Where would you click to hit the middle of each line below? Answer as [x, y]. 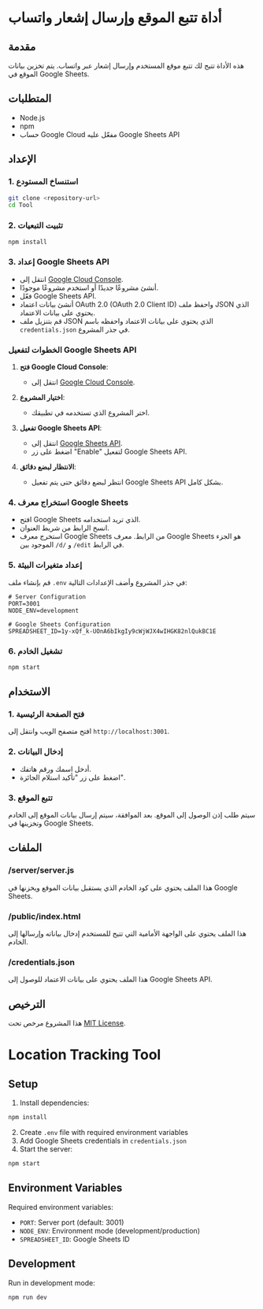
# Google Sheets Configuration [59, 624]
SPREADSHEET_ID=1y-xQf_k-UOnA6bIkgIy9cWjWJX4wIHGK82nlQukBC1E [112, 631]
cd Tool [21, 206]
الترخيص [27, 1004]
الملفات [25, 848]
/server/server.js [41, 870]
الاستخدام [30, 692]
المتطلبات [30, 99]
